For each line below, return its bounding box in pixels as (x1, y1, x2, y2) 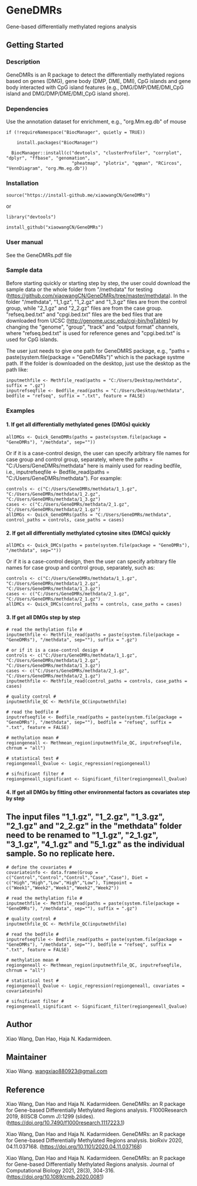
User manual (6, 238, 43, 246)
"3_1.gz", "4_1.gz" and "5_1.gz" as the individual (6, 840, 185, 850)
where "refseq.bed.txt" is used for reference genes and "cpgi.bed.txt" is (6, 329, 181, 336)
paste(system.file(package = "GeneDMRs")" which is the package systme (6, 353, 185, 360)
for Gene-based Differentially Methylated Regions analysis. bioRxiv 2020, (6, 1137, 184, 1144)
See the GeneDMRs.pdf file (6, 251, 72, 259)
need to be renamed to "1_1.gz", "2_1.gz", (6, 830, 158, 840)
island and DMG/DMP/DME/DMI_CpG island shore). (6, 90, 130, 97)
